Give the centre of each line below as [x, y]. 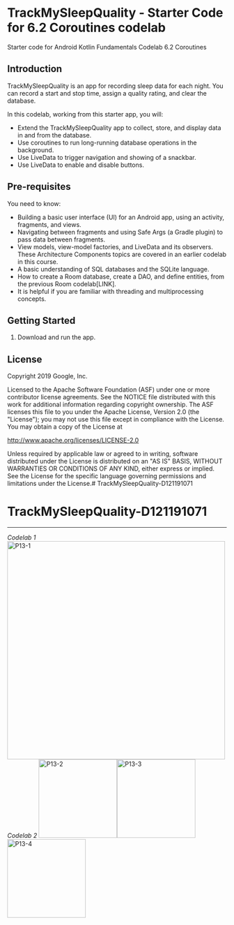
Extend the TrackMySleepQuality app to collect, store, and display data [119, 128]
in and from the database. [54, 135]
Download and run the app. [56, 337]
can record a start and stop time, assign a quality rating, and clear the [107, 93]
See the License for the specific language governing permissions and [107, 476]
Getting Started [41, 320]
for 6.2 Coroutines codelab [86, 28]
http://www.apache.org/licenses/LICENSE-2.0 [73, 441]
